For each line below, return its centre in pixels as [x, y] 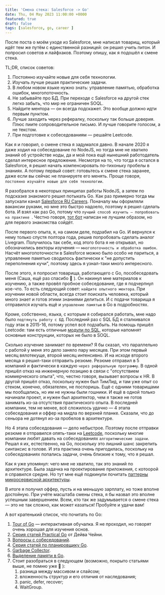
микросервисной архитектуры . [38, 480]
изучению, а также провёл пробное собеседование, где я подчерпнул [79, 284]
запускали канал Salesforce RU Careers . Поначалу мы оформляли [74, 201]
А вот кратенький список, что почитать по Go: [54, 514]
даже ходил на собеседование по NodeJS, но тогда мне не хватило [77, 150]
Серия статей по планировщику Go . [50, 545]
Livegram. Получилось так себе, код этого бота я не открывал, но [74, 242]
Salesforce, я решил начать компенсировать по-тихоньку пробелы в [77, 166]
